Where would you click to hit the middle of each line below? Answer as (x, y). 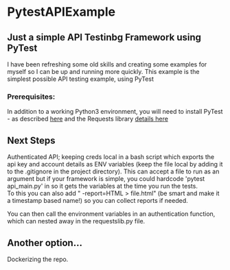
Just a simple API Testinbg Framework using (104, 37)
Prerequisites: (31, 97)
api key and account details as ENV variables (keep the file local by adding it (115, 164)
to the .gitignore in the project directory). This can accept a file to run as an (113, 171)
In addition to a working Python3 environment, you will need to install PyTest (115, 112)
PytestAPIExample (61, 12)
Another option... (45, 243)
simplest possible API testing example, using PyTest (81, 79)
